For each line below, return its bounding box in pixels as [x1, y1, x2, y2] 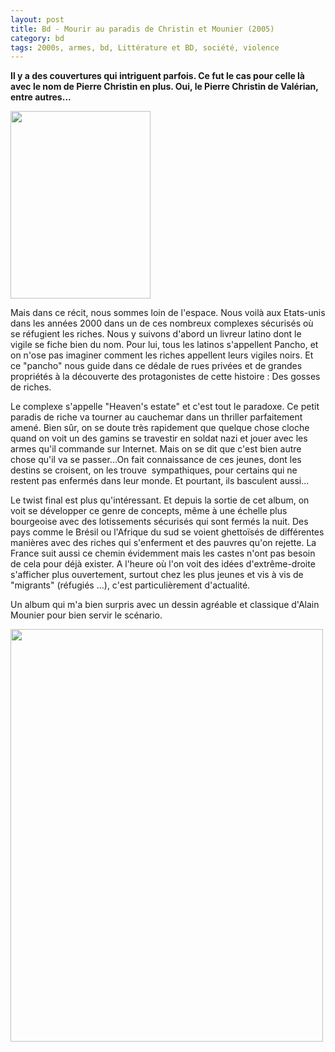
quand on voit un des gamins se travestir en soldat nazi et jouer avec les [10, 432, 308, 445]
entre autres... [10, 91, 72, 103]
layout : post [10, 14, 65, 25]
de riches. [10, 381, 52, 393]
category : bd [10, 33, 65, 43]
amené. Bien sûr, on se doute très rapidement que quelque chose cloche [10, 422, 310, 434]
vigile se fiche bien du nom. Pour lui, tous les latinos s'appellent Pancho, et [10, 339, 319, 351]
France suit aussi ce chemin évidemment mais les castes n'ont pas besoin [10, 547, 316, 560]
